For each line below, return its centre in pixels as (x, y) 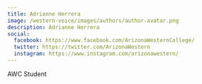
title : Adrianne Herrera (44, 14)
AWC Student (27, 74)
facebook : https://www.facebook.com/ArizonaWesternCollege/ (104, 41)
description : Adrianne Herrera (54, 27)
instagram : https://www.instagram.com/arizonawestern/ (96, 54)
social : (19, 34)
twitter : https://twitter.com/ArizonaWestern (82, 47)
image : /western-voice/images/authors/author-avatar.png (93, 21)
